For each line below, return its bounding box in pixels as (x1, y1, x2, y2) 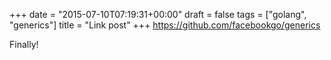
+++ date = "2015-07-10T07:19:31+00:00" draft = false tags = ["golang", (9, 9, 307, 20)
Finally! (9, 39, 39, 50)
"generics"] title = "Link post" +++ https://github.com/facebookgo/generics (9, 19, 321, 31)
